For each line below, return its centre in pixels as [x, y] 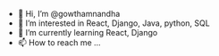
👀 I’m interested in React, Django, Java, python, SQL [114, 23]
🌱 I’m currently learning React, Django [88, 32]
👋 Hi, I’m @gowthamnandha [69, 14]
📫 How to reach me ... [59, 43]
